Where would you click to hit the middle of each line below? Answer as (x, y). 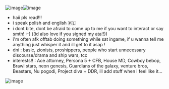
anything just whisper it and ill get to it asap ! (59, 44)
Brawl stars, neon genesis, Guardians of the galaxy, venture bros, (80, 66)
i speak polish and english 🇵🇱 (44, 23)
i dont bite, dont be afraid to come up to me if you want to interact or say (88, 28)
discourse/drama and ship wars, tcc (50, 55)
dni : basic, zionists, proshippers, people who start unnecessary (79, 50)
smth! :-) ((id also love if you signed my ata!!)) (60, 34)
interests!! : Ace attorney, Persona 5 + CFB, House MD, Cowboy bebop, (87, 61)
